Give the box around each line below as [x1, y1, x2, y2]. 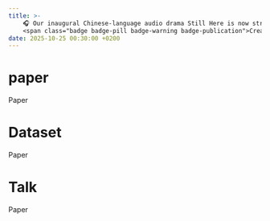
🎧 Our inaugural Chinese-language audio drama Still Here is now [22, 19, 249, 27]
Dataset [8, 124, 62, 141]
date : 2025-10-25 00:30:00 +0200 [8, 34, 121, 43]
